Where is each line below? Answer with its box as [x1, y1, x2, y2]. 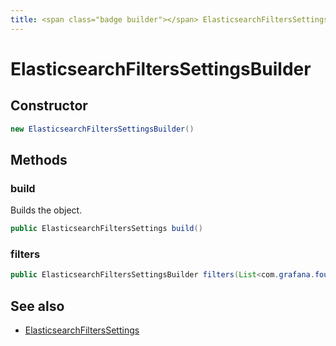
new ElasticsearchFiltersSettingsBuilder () [10, 124, 195, 134]
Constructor [10, 97, 88, 115]
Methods [10, 151, 68, 168]
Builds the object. [10, 204, 83, 216]
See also [10, 297, 65, 315]
